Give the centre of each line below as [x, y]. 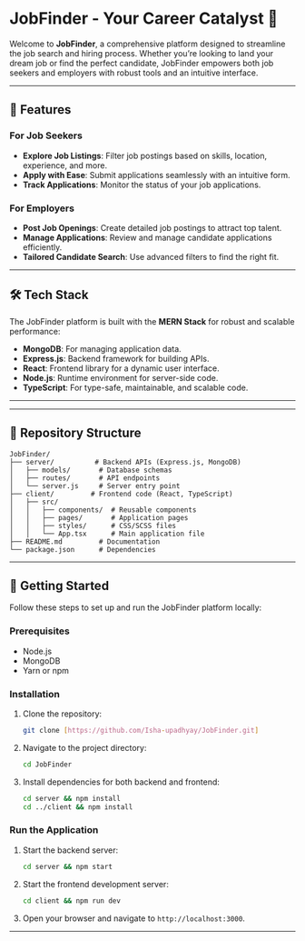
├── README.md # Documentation [85, 541]
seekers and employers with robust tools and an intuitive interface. [134, 73]
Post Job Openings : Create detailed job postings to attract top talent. [152, 227]
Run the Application [54, 830]
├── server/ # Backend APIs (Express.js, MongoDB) [126, 462]
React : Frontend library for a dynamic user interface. [121, 368]
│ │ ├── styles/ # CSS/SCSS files [93, 526]
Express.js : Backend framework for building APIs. [116, 358]
